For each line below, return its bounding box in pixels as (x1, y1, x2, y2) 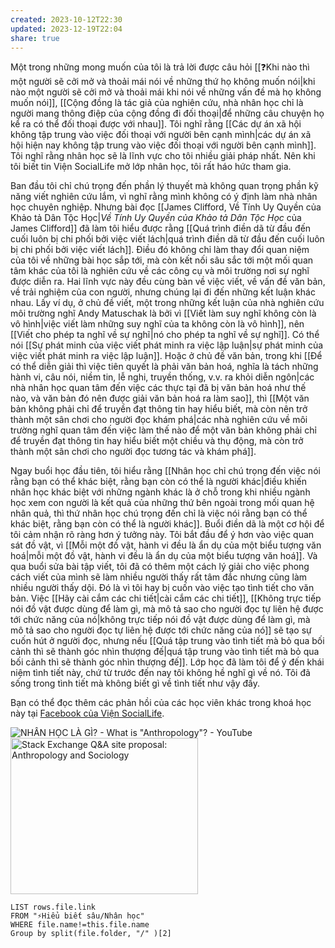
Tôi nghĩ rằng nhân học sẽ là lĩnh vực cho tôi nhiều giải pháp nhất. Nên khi (10, 150, 316, 162)
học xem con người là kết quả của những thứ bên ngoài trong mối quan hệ (10, 497, 315, 509)
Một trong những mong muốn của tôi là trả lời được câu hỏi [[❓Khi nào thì (10, 61, 310, 73)
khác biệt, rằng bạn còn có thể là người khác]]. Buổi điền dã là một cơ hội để (10, 518, 325, 530)
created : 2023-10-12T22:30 (10, 14, 123, 25)
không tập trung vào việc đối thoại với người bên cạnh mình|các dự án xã (10, 129, 312, 141)
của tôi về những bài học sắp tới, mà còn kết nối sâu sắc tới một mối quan (10, 254, 314, 266)
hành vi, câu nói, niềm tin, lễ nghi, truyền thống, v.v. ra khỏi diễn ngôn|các (10, 371, 315, 383)
